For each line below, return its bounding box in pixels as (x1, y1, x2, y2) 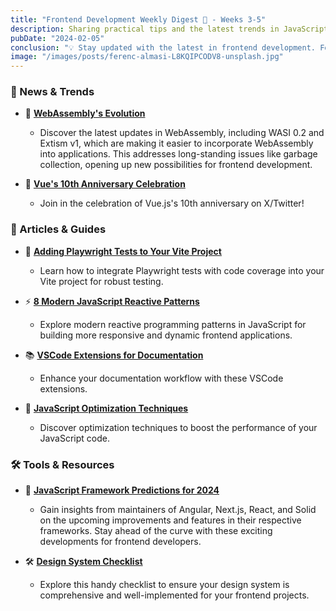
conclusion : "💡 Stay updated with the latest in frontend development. (10, 42, 316, 53)
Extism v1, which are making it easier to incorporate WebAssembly (39, 137, 314, 150)
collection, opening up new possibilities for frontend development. (39, 159, 313, 171)
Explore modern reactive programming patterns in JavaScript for (39, 318, 307, 330)
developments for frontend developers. (39, 536, 202, 548)
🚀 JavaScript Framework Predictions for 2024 (24, 484, 220, 496)
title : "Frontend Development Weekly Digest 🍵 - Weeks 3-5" (10, 14, 267, 25)
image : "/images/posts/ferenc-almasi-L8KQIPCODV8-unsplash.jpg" (10, 52, 284, 62)
